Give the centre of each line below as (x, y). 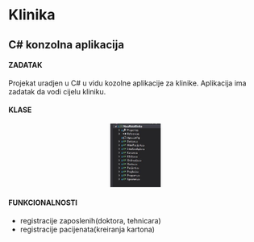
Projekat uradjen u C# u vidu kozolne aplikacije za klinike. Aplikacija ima (127, 83)
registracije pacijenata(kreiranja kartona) (87, 229)
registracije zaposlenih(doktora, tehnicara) (90, 220)
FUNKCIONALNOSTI (43, 202)
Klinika (32, 15)
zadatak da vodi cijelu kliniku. (57, 91)
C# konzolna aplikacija (67, 45)
